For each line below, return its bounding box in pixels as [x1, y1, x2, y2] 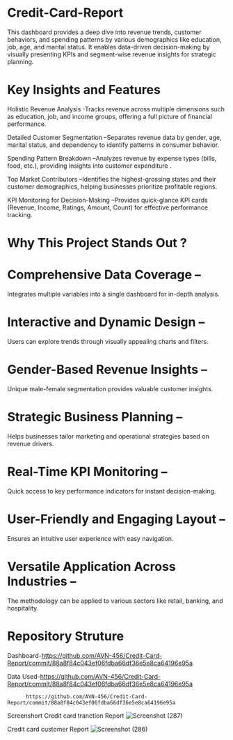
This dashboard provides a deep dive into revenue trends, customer [7, 28, 202, 36]
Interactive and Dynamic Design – [7, 315, 205, 330]
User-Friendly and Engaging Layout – [7, 511, 226, 527]
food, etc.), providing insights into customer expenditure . [7, 162, 172, 170]
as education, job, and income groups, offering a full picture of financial [7, 112, 213, 120]
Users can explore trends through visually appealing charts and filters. [7, 337, 209, 345]
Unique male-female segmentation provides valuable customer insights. [7, 384, 214, 393]
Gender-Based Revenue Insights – [7, 362, 207, 377]
